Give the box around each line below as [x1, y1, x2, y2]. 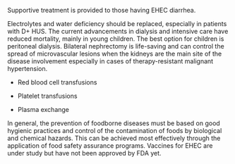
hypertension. [7, 65, 48, 72]
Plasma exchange [17, 106, 69, 113]
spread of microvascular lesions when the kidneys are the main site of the [7, 49, 222, 58]
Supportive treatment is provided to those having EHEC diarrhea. [7, 6, 196, 14]
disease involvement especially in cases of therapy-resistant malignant [7, 57, 214, 65]
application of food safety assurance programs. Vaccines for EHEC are [7, 141, 213, 150]
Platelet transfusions [17, 92, 78, 100]
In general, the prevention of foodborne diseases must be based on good [7, 119, 220, 127]
